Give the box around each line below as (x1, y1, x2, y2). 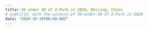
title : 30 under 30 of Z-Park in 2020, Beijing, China (5, 7, 123, 12)
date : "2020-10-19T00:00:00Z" (5, 16, 69, 21)
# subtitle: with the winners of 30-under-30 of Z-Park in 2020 (5, 12, 143, 17)
